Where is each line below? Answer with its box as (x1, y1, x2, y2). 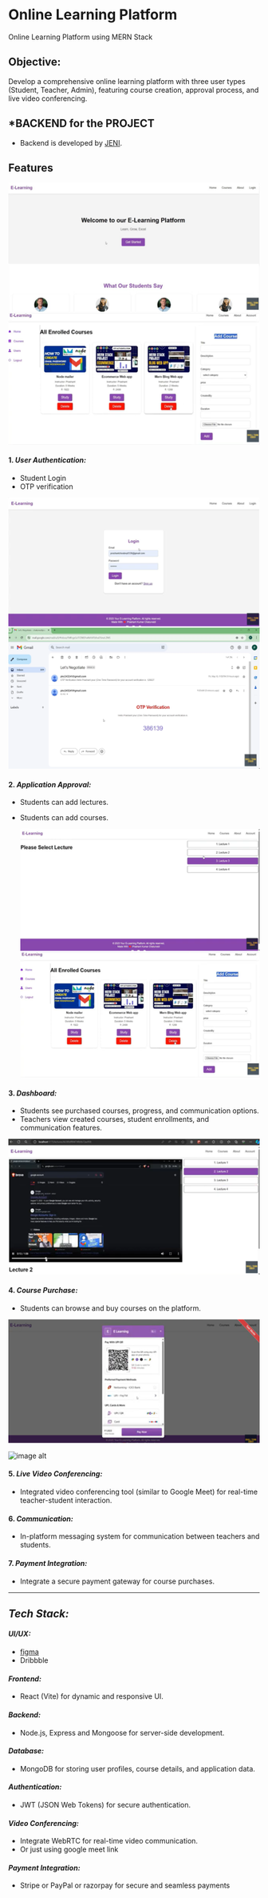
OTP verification (19, 482, 73, 491)
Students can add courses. (19, 813, 109, 823)
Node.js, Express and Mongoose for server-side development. (19, 1728, 225, 1737)
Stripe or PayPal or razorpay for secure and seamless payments (19, 1880, 231, 1890)
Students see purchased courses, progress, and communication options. (19, 1106, 259, 1115)
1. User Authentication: (8, 455, 86, 465)
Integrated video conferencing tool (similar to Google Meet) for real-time (19, 1487, 258, 1497)
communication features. (19, 1123, 102, 1133)
